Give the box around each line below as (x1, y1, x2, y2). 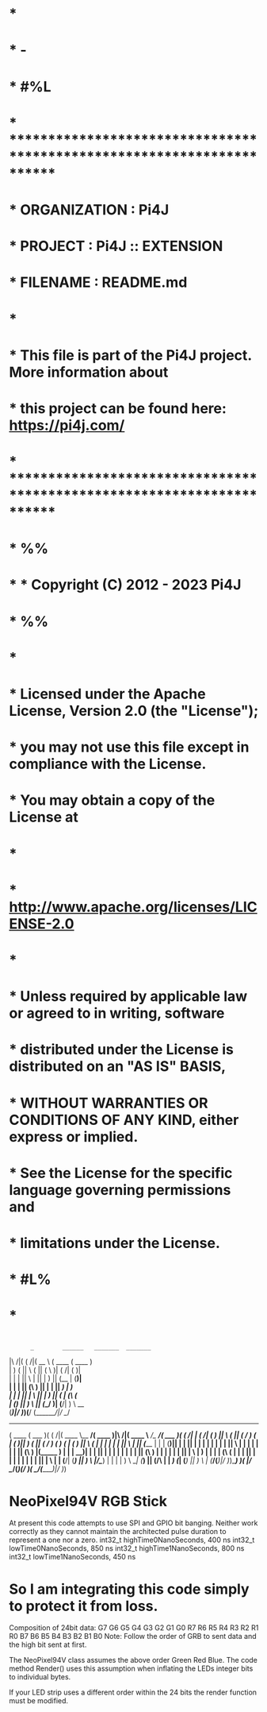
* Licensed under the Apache (9, 685, 206, 703)
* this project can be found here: (9, 399, 227, 417)
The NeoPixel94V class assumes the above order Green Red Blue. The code (9, 1656, 258, 1665)
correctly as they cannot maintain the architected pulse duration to (9, 1527, 227, 1536)
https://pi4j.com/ (9, 416, 125, 434)
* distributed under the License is (9, 1041, 235, 1059)
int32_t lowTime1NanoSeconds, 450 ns (9, 1552, 136, 1562)
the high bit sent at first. (9, 1640, 87, 1649)
